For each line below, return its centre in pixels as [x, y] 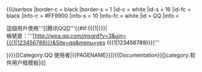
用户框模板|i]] [28, 63]
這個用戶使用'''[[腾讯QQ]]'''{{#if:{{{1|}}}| [57, 28]
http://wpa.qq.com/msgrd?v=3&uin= [80, 36]
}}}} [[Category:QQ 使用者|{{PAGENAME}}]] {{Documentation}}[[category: [98, 55]
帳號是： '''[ [21, 36]
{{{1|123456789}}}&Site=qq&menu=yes [56, 43]
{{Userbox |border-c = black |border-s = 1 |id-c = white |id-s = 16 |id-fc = [99, 9]
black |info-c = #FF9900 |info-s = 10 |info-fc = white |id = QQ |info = [93, 16]
